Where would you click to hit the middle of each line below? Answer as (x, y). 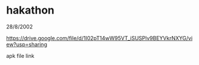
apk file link (20, 56)
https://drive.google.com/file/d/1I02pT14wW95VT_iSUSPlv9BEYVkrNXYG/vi (99, 38)
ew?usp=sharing (27, 44)
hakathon (30, 10)
